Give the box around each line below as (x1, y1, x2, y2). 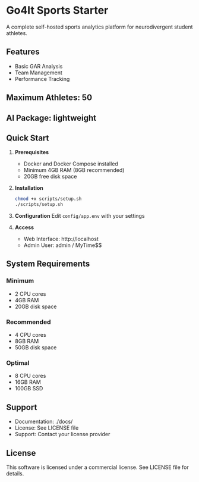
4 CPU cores (14, 331, 46, 339)
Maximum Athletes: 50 (6, 93, 93, 103)
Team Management (14, 69, 62, 76)
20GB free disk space (23, 173, 77, 180)
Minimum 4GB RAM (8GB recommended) (23, 167, 125, 174)
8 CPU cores (14, 373, 46, 380)
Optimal (6, 359, 30, 367)
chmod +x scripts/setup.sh (14, 196, 82, 202)
